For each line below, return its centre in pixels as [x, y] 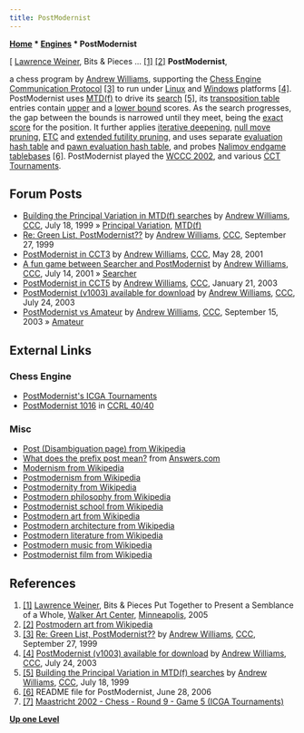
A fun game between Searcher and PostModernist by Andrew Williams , [155, 264]
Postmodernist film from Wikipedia [87, 555]
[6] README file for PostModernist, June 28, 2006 [117, 692]
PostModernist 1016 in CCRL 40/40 [88, 406]
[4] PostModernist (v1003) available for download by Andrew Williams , [155, 653]
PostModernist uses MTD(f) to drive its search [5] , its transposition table [145, 98]
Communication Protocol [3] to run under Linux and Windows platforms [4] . [151, 88]
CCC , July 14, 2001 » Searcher [80, 274]
